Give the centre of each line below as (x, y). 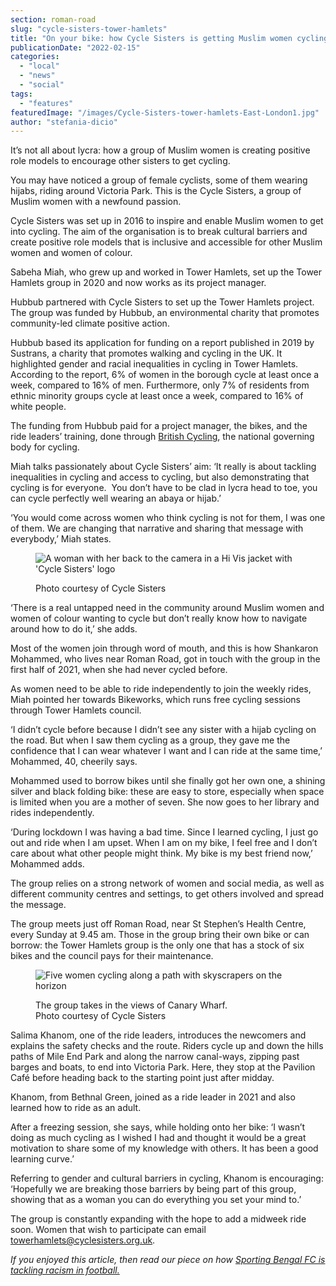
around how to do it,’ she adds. (74, 629)
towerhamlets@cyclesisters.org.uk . (83, 1240)
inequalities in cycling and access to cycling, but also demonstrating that (160, 477)
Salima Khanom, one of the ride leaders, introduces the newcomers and (158, 1035)
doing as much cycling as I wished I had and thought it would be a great (158, 1138)
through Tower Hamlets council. (76, 710)
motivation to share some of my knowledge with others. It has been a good (164, 1148)
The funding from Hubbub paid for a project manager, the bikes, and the (159, 426)
